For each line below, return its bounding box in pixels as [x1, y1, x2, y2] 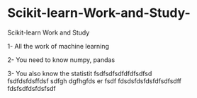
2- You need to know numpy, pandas [7, 55, 116, 64]
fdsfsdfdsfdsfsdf [7, 84, 57, 92]
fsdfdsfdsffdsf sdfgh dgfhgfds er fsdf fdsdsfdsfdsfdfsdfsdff [7, 76, 182, 85]
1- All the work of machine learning [7, 42, 110, 50]
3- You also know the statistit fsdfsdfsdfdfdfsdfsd [7, 69, 152, 78]
